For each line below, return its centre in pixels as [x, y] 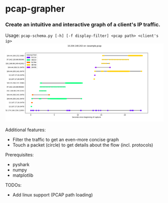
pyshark [21, 165]
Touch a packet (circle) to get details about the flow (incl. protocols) [83, 145]
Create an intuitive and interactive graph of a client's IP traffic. [83, 25]
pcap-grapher [35, 9]
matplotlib [23, 175]
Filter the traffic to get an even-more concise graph [66, 140]
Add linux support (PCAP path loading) [53, 195]
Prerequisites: [20, 155]
